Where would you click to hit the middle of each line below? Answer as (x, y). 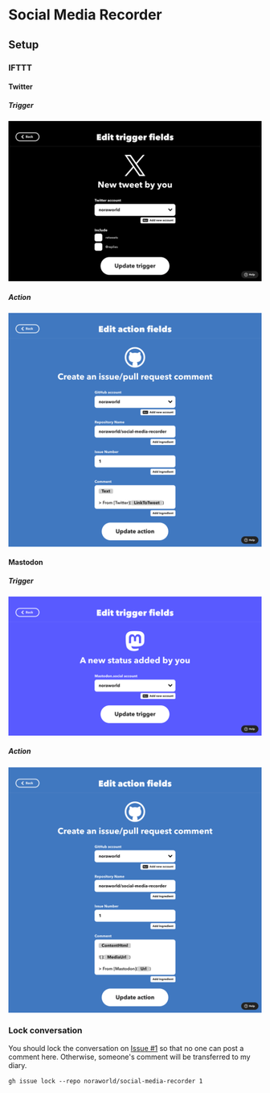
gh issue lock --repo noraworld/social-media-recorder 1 (106, 1081)
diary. (18, 1065)
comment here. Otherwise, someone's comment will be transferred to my (129, 1057)
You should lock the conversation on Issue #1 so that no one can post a (126, 1048)
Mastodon (26, 563)
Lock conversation (45, 1031)
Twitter (21, 87)
